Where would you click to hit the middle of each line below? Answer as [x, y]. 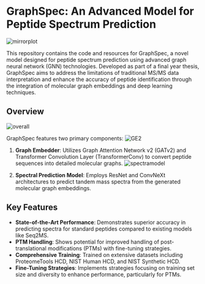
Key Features [32, 208]
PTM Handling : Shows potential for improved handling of [87, 242]
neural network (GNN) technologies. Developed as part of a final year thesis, [103, 66]
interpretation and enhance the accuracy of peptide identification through [99, 79]
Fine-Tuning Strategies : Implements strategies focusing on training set [105, 267]
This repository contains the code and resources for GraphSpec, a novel [97, 53]
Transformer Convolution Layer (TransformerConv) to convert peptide [103, 156]
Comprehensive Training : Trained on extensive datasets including [99, 255]
